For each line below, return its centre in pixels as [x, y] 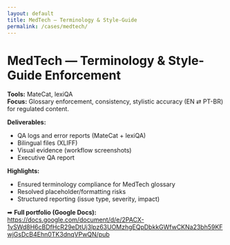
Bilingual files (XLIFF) [47, 143]
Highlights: [23, 171]
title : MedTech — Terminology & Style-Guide [72, 20]
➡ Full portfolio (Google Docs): [52, 213]
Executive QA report [46, 158]
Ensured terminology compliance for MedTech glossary [96, 184]
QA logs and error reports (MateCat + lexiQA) [82, 136]
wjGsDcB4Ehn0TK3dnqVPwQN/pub [59, 235]
